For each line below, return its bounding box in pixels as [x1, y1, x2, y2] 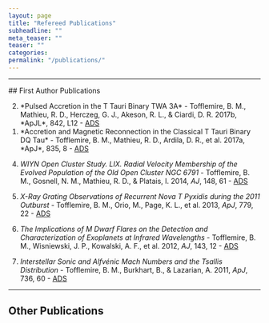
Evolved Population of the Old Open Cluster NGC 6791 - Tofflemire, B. [19, 167, 251, 177]
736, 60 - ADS [19, 273, 67, 283]
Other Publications [8, 305, 104, 318]
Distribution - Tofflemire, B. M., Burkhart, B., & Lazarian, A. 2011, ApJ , [19, 265, 248, 274]
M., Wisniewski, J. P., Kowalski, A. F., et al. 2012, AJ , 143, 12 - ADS [19, 241, 239, 250]
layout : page [8, 11, 52, 20]
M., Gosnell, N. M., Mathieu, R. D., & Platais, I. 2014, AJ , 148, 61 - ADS [19, 176, 248, 185]
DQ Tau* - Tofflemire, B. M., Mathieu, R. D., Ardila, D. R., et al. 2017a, [19, 135, 246, 145]
